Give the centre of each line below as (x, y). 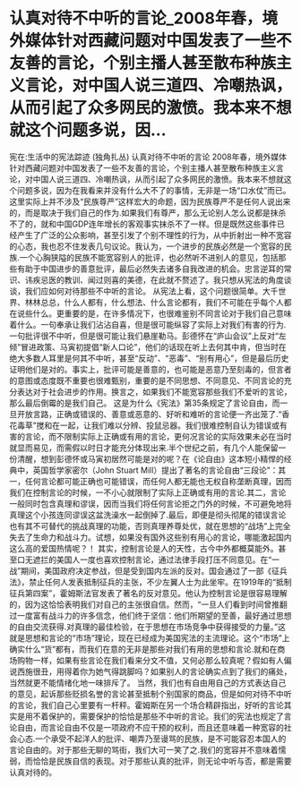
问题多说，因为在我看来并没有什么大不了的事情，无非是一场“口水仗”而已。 (154, 190)
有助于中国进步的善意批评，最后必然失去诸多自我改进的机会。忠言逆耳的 (150, 269)
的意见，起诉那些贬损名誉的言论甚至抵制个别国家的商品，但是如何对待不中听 (150, 694)
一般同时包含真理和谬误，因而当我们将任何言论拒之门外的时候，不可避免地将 (150, 503)
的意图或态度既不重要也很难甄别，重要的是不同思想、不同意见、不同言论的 (146, 380)
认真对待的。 (33, 772)
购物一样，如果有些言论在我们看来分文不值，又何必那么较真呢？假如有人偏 (154, 660)
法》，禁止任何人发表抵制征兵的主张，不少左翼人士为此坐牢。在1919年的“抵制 (150, 582)
